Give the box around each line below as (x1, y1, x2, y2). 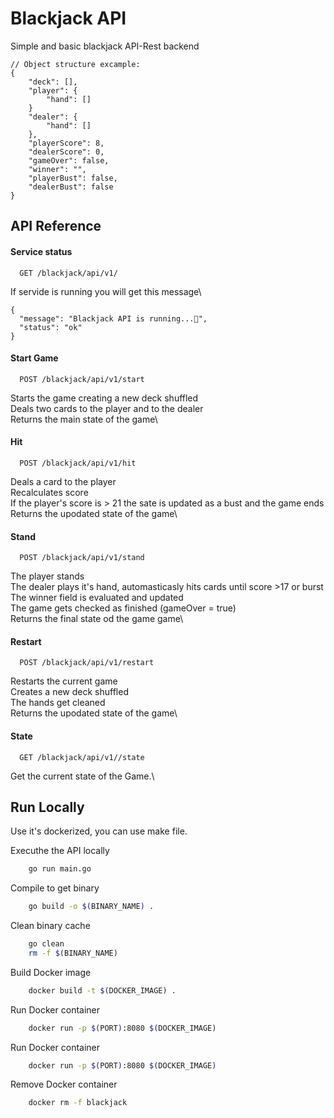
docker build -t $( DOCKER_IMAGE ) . (28, 985, 177, 996)
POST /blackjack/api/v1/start (19, 374, 145, 384)
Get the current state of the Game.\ (10, 770, 155, 782)
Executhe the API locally (10, 845, 110, 857)
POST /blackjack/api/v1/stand (19, 553, 145, 563)
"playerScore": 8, (28, 138, 105, 148)
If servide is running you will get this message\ (10, 285, 202, 297)
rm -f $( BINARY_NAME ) (28, 948, 118, 958)
